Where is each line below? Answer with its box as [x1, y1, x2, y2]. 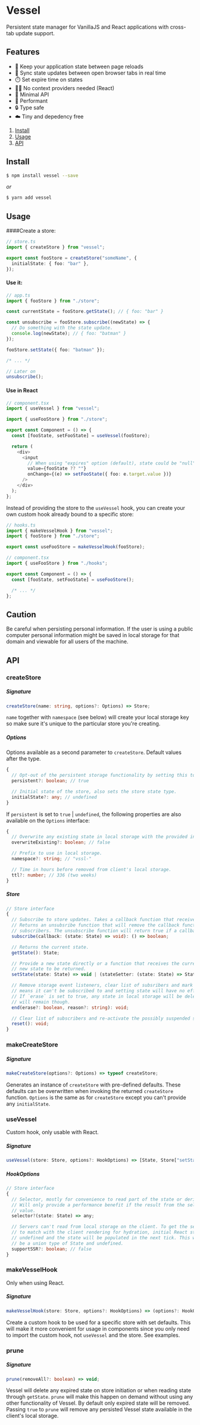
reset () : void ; [11, 1021, 49, 1027]
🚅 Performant [14, 97, 48, 104]
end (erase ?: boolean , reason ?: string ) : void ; [11, 1004, 129, 1011]
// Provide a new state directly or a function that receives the [11, 961, 180, 967]
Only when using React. [6, 1279, 64, 1286]
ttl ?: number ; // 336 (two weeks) [11, 872, 97, 878]
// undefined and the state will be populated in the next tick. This [11, 1235, 190, 1241]
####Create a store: [6, 227, 56, 235]
